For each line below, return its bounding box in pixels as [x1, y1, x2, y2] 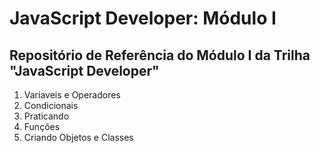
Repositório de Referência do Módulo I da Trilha [9, 47, 311, 64]
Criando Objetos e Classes [23, 132, 134, 143]
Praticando [23, 110, 70, 122]
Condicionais [23, 100, 79, 111]
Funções [23, 121, 61, 132]
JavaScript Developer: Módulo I [9, 7, 277, 30]
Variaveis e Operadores [23, 89, 121, 101]
